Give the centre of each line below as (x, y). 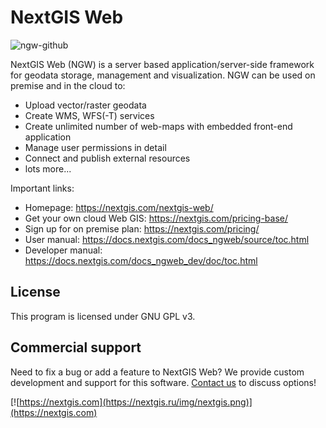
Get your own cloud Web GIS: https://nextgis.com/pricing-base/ (156, 218)
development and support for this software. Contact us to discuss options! (163, 382)
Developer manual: (63, 250)
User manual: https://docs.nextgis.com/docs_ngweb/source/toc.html (167, 239)
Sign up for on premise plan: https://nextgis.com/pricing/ (142, 228)
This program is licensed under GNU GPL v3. (103, 316)
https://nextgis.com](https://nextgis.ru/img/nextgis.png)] (136, 402)
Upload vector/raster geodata (85, 105)
